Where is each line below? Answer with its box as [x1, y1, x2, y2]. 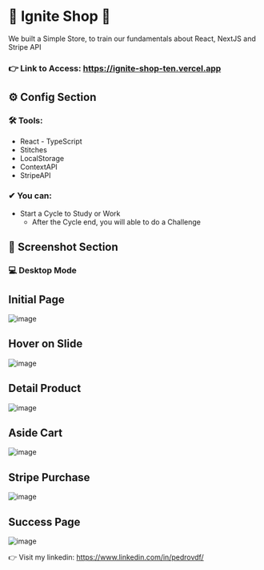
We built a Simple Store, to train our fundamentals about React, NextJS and [8, 34, 256, 43]
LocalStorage [19, 153, 65, 163]
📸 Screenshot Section [8, 241, 118, 254]
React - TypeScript [19, 136, 82, 146]
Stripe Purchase [8, 471, 90, 484]
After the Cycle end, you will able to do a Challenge [31, 216, 202, 227]
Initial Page [8, 293, 66, 306]
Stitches [19, 144, 48, 155]
